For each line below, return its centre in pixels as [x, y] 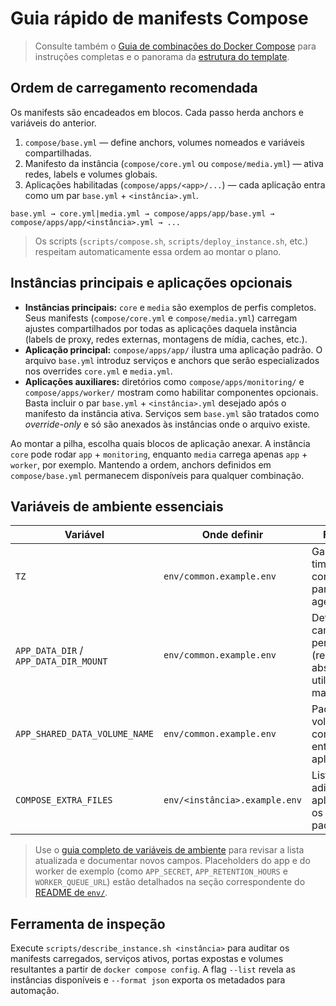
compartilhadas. [58, 153]
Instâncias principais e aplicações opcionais [151, 283]
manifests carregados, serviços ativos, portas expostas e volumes [147, 959]
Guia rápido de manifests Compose [159, 18]
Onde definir [232, 535]
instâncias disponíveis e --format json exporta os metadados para [148, 980]
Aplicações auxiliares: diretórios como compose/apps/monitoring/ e [164, 381]
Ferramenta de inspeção [88, 923]
